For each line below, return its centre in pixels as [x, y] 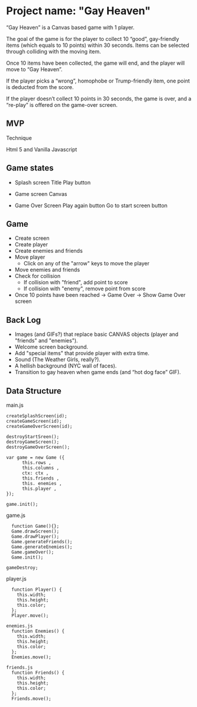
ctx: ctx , [35, 473]
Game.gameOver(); [33, 552]
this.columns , [41, 468]
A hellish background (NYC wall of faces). [66, 366]
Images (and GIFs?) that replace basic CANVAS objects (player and [96, 334]
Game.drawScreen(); [35, 531]
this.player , [39, 489]
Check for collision [38, 276]
